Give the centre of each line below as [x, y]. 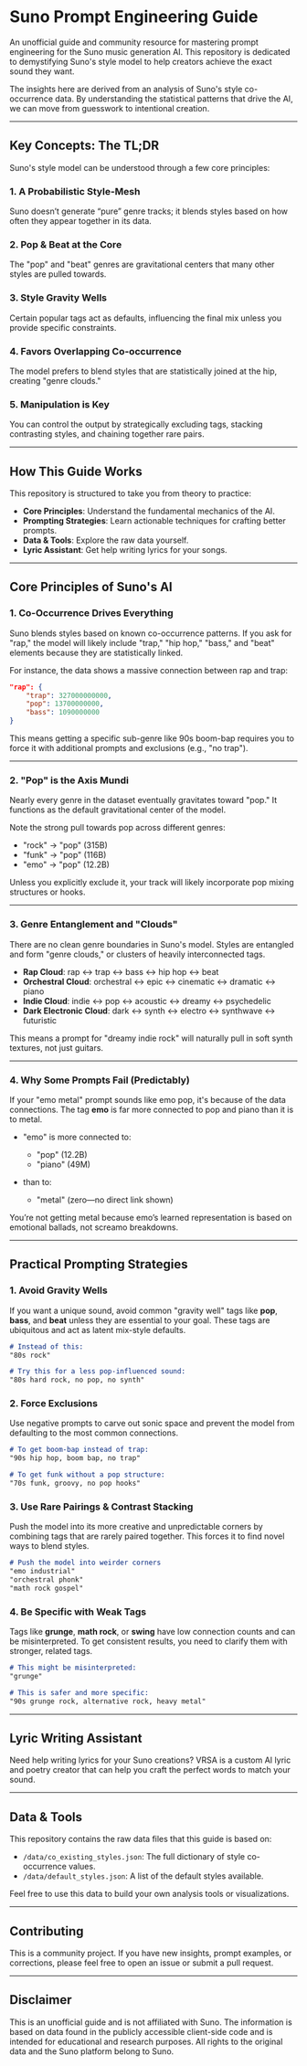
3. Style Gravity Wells [58, 298]
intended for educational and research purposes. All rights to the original [146, 2041]
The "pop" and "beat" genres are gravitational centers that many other [142, 265]
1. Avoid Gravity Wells [58, 1290]
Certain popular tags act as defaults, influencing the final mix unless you [145, 318]
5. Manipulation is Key [59, 404]
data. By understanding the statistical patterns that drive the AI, [174, 99]
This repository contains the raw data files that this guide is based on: [141, 1839]
